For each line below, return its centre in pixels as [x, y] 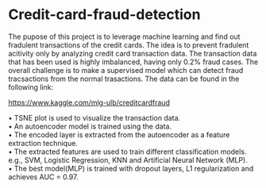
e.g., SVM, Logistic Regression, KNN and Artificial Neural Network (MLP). [128, 159]
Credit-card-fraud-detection [104, 15]
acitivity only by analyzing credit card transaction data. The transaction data [133, 53]
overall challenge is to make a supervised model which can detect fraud [126, 70]
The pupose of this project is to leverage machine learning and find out [124, 36]
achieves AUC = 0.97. [43, 177]
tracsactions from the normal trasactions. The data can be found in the [124, 79]
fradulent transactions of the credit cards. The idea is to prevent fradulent [129, 44]
